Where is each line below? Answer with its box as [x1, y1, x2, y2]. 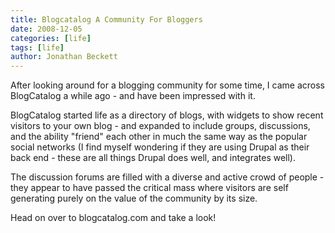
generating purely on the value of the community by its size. [10, 192, 258, 205]
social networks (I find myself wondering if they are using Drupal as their [10, 141, 310, 153]
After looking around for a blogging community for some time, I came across [10, 79, 326, 91]
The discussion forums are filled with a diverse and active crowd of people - [10, 171, 325, 183]
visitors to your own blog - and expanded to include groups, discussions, [10, 120, 311, 132]
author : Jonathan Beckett [10, 52, 118, 62]
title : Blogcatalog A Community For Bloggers [10, 14, 203, 25]
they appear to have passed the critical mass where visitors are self [10, 182, 289, 194]
